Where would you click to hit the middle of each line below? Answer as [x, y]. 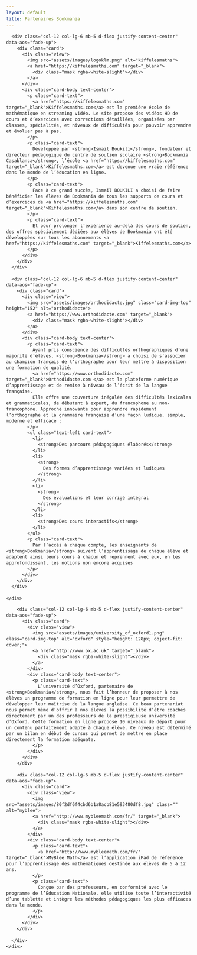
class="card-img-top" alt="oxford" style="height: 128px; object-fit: [95, 639]
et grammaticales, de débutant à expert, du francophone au [82, 403]
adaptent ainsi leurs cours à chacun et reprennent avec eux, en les [93, 557]
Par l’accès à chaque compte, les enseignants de [95, 545]
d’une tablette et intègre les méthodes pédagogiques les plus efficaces [99, 899]
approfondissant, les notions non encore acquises [70, 563]
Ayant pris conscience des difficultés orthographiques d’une [110, 350]
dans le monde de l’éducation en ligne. [57, 172]
